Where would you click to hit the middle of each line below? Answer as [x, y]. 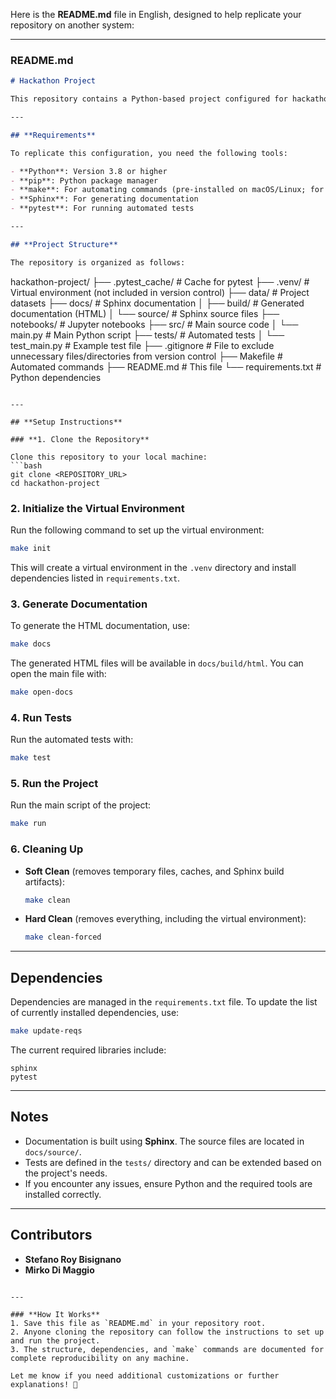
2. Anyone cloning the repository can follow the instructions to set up [167, 1332]
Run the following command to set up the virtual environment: [137, 530]
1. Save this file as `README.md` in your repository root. [138, 1323]
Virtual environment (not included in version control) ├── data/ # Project [160, 292]
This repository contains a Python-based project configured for [149, 99]
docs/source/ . [53, 1151]
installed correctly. [63, 1194]
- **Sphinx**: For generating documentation [104, 199]
